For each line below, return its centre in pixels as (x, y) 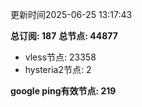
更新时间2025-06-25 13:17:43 (71, 14)
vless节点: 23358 (60, 57)
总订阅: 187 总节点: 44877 (64, 36)
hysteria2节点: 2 (58, 69)
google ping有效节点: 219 (63, 91)
